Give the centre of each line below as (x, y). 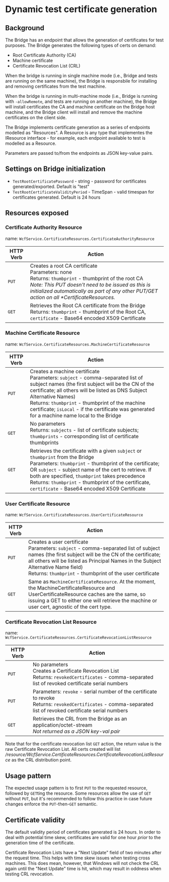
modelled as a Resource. (31, 143)
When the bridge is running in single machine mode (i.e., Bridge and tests (81, 76)
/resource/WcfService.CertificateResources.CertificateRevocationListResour (84, 754)
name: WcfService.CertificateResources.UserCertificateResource (74, 515)
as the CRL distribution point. (42, 760)
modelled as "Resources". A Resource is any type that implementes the (79, 133)
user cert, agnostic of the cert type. (70, 607)
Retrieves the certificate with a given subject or (86, 451)
